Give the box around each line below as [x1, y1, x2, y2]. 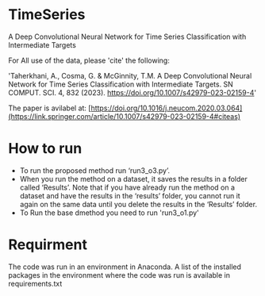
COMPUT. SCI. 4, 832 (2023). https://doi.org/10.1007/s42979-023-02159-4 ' [8, 87, 256, 97]
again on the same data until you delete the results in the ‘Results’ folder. [19, 199, 258, 209]
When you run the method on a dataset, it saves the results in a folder [19, 174, 248, 183]
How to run [8, 140, 83, 158]
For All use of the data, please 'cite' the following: [8, 56, 171, 65]
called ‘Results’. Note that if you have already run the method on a [19, 183, 236, 192]
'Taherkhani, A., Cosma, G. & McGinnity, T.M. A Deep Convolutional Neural [8, 71, 252, 80]
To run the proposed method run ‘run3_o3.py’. [19, 165, 171, 175]
